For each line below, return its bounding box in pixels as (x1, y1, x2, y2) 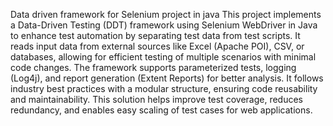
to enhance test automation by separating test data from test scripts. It (10, 30, 301, 41)
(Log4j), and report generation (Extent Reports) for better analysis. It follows (10, 72, 324, 84)
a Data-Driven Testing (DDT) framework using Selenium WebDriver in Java (10, 19, 318, 31)
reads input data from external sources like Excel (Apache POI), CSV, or (10, 40, 305, 52)
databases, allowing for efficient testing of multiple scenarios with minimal (10, 51, 317, 63)
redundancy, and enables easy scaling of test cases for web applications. (10, 104, 313, 116)
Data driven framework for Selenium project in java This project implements (10, 9, 322, 20)
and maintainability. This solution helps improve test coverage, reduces (10, 94, 303, 105)
